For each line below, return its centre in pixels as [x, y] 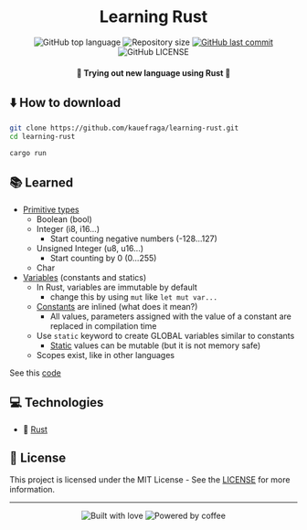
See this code [35, 373]
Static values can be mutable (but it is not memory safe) [155, 345]
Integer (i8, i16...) [68, 228]
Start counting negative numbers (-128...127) [133, 238]
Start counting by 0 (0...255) [103, 258]
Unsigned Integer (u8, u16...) [90, 248]
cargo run [28, 154]
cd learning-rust [42, 137]
